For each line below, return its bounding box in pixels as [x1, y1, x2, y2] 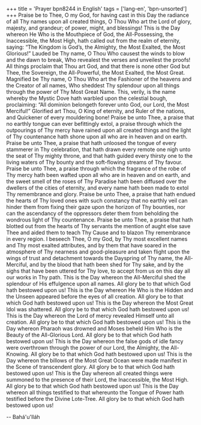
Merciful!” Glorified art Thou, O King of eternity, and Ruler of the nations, [6, 108, 186, 114]
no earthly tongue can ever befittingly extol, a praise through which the [6, 120, 182, 127]
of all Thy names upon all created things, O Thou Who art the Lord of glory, [6, 18, 192, 25]
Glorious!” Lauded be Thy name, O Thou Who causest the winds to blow [6, 50, 185, 57]
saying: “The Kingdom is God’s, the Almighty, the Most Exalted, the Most [6, 43, 185, 51]
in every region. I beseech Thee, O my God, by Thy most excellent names [6, 235, 188, 243]
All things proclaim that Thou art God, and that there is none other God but [6, 63, 190, 70]
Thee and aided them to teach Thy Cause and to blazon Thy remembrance [6, 229, 191, 236]
